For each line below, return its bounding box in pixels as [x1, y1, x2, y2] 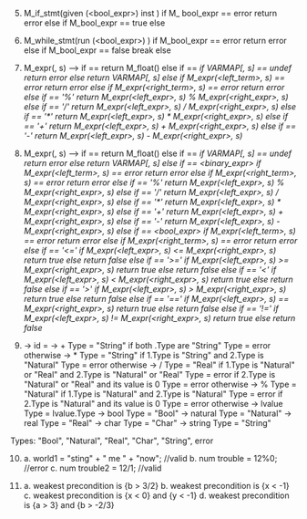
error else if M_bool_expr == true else [23, 17, 166, 28]
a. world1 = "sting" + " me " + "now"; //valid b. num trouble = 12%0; [23, 453, 278, 463]
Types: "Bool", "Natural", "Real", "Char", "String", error [10, 435, 214, 446]
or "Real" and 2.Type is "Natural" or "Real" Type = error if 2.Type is [23, 369, 276, 379]
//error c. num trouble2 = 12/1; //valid [23, 462, 162, 473]
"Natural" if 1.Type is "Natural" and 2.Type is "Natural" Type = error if [23, 389, 283, 400]
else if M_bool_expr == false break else [23, 45, 171, 56]
